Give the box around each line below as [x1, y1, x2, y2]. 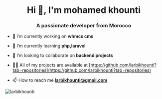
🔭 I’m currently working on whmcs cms [12, 33, 94, 39]
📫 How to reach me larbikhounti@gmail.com [12, 77, 108, 83]
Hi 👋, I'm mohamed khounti [26, 4, 141, 16]
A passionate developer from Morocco [36, 22, 132, 29]
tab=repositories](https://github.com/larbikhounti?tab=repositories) [12, 67, 151, 73]
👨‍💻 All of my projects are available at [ [12, 62, 91, 68]
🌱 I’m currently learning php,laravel [12, 43, 86, 49]
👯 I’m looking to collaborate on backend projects [12, 52, 113, 58]
